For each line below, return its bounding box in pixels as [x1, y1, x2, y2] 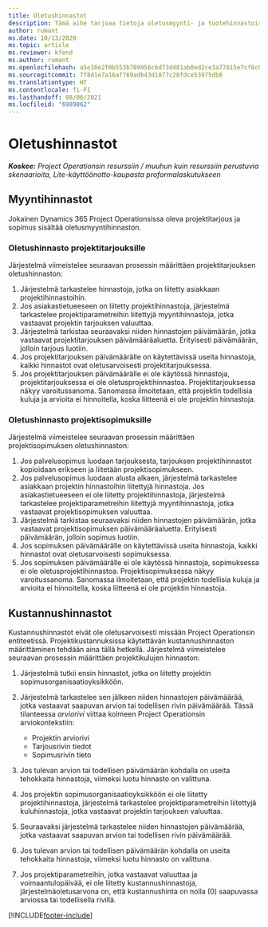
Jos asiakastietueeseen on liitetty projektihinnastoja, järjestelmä [19, 301, 230, 311]
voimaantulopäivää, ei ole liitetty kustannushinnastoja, [19, 878, 198, 888]
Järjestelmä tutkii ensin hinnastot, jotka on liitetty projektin [19, 669, 211, 678]
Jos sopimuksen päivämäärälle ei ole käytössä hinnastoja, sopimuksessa [19, 558, 259, 568]
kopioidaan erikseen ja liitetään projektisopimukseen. [19, 465, 195, 474]
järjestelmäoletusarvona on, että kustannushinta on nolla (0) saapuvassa [19, 886, 258, 897]
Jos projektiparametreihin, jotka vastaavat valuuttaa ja [19, 870, 198, 879]
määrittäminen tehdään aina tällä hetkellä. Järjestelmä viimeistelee [8, 645, 226, 654]
